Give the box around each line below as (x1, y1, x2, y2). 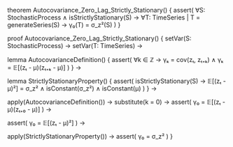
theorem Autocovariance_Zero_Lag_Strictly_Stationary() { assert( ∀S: (7, 6, 206, 14)
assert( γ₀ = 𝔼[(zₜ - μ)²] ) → (7, 118, 86, 127)
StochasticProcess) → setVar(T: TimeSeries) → (7, 42, 143, 49)
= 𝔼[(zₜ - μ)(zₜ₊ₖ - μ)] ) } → (7, 63, 82, 72)
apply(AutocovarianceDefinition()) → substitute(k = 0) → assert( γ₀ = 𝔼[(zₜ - (7, 98, 226, 106)
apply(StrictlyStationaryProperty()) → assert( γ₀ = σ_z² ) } (7, 132, 174, 140)
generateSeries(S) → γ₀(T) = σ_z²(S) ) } (7, 21, 121, 29)
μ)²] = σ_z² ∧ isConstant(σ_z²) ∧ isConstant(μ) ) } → (7, 84, 157, 93)
